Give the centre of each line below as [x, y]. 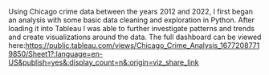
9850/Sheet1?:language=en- [55, 54]
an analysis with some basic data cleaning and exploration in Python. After [132, 20]
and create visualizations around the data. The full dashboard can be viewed [135, 37]
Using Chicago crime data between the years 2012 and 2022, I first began [130, 12]
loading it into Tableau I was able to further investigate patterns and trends [132, 28]
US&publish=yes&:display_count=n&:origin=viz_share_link [104, 62]
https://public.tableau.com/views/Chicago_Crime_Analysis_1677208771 [143, 45]
